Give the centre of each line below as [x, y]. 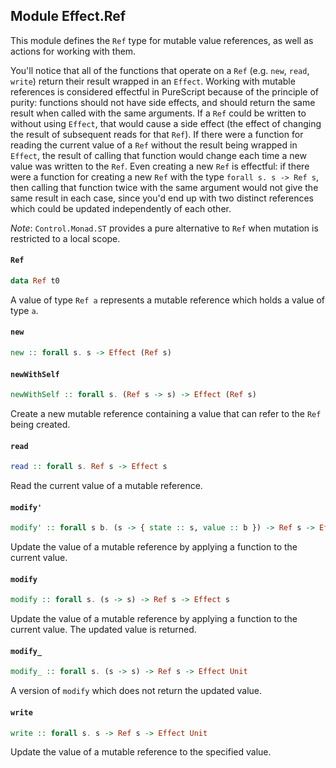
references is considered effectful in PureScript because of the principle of [164, 91]
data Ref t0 [35, 281]
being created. [40, 425]
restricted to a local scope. [65, 238]
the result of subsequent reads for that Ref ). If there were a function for [157, 134]
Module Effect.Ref [68, 16]
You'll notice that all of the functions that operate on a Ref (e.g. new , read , [160, 70]
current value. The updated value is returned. [103, 630]
